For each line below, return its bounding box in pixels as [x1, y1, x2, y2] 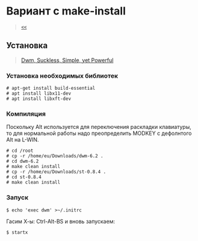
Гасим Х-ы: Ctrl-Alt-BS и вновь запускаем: [6, 218, 116, 225]
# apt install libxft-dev [6, 96, 71, 102]
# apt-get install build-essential [6, 86, 96, 92]
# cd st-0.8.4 [6, 174, 42, 180]
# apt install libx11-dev [6, 90, 71, 97]
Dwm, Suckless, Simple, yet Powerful [20, 56, 114, 64]
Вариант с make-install [6, 4, 126, 18]
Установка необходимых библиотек [6, 71, 119, 80]
